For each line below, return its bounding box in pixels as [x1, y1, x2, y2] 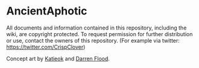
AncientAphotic [6, 4, 87, 18]
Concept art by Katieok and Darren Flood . [6, 55, 110, 62]
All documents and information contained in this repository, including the [6, 24, 187, 31]
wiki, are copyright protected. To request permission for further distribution [6, 30, 193, 37]
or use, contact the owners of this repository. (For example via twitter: [6, 37, 180, 44]
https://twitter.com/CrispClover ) [6, 43, 86, 51]
